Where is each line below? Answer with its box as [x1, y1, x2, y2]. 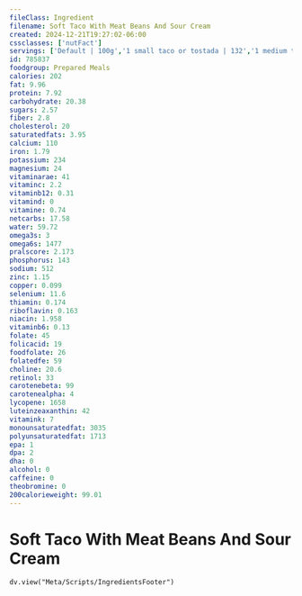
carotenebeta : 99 [9, 382, 75, 391]
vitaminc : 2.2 [9, 181, 63, 190]
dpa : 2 [9, 448, 34, 457]
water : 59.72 [9, 222, 58, 231]
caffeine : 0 [9, 474, 54, 483]
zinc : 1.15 [9, 273, 50, 282]
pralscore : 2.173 [9, 248, 75, 257]
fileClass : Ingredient [9, 13, 94, 23]
